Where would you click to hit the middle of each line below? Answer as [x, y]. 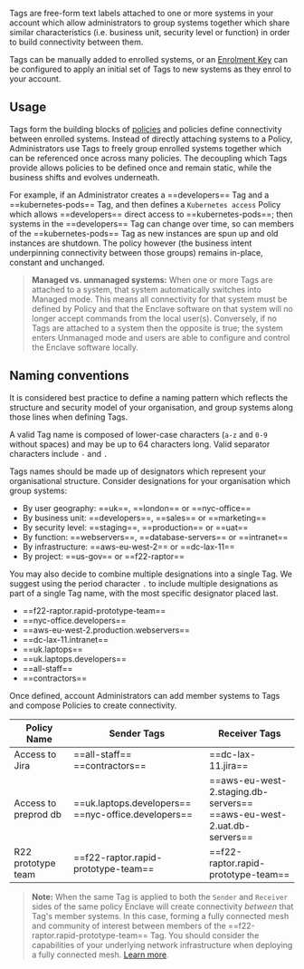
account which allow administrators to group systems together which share [150, 23]
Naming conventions [69, 376]
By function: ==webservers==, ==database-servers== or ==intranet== [155, 537]
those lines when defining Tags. [69, 417]
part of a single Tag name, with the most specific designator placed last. [144, 593]
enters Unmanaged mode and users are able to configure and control [161, 337]
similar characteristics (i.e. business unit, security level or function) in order [150, 32]
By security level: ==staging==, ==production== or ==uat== [135, 527]
